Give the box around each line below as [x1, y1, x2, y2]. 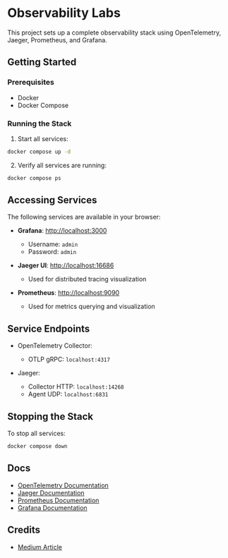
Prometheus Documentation [17, 496, 100, 504]
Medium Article [17, 542, 62, 551]
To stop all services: [7, 429, 66, 438]
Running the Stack [7, 119, 72, 128]
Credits [7, 524, 41, 536]
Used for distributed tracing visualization [28, 275, 147, 284]
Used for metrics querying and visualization [28, 302, 155, 311]
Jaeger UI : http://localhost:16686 [17, 261, 114, 269]
